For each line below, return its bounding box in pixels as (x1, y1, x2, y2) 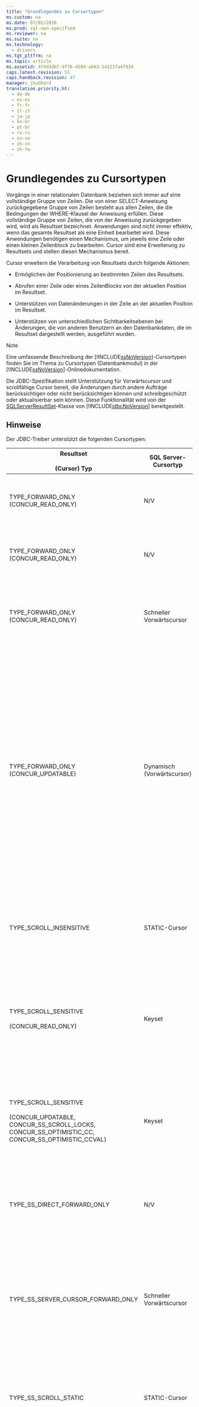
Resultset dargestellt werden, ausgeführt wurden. (14, 330, 136, 338)
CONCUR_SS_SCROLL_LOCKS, (9, 1120, 96, 1129)
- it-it (11, 108, 31, 114)
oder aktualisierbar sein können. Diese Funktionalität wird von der (6, 396, 166, 403)
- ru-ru (11, 130, 31, 136)
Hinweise (6, 420, 41, 430)
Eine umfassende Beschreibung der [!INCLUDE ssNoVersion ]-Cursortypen (6, 354, 187, 361)
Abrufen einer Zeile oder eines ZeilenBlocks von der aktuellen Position (14, 282, 187, 290)
